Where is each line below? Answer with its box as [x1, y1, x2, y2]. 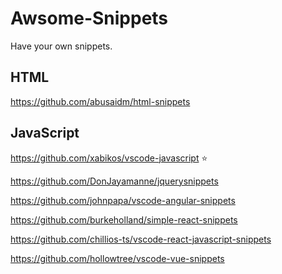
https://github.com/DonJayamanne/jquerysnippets [10, 175, 219, 187]
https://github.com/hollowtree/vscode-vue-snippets [10, 252, 225, 264]
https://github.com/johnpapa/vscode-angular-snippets [10, 194, 236, 206]
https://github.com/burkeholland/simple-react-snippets [10, 213, 238, 226]
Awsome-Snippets [10, 7, 169, 30]
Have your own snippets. [10, 40, 113, 52]
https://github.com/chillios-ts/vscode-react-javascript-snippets [10, 233, 272, 245]
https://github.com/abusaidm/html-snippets [10, 95, 191, 107]
